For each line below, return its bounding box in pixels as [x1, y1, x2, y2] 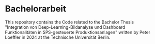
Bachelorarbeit [5, 3, 66, 14]
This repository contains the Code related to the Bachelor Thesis [5, 19, 134, 25]
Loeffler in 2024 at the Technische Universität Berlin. [5, 34, 110, 40]
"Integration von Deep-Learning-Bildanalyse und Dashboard [5, 24, 125, 30]
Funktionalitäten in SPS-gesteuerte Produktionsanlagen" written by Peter [5, 29, 151, 35]
